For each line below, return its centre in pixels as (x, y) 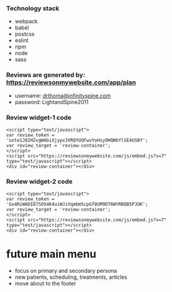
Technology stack (33, 8)
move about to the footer (45, 284)
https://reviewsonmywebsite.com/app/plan (71, 83)
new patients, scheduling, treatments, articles (71, 277)
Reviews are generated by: (46, 75)
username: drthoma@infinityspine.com (63, 95)
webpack (26, 22)
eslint (21, 41)
